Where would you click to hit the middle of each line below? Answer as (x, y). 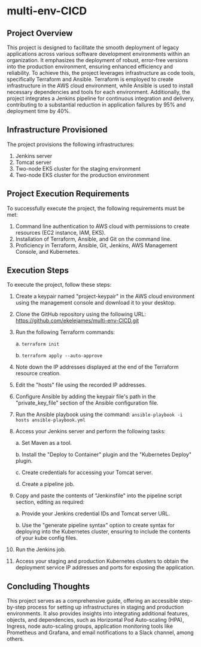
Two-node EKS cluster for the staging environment (78, 168)
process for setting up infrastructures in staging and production (106, 607)
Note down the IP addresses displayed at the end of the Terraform (97, 367)
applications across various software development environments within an (98, 54)
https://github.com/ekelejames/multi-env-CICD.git (77, 321)
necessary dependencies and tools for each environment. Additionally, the (98, 92)
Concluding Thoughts (48, 586)
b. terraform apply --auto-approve (59, 356)
